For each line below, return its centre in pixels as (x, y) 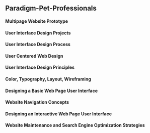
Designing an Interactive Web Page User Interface (59, 114)
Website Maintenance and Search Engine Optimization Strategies (75, 125)
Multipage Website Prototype (37, 21)
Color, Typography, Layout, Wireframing (48, 79)
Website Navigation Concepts (37, 102)
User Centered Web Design (34, 56)
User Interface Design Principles (40, 67)
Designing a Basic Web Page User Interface (52, 91)
